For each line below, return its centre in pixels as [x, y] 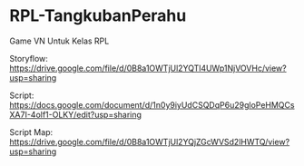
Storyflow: [29, 58]
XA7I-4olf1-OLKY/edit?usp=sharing [76, 114]
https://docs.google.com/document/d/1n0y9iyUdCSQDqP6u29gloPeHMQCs [152, 104]
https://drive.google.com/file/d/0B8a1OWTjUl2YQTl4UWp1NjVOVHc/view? [148, 68]
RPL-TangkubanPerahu [98, 16]
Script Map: [31, 132]
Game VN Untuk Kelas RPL [59, 41]
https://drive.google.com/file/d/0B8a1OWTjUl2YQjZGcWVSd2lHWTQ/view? [150, 142]
